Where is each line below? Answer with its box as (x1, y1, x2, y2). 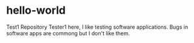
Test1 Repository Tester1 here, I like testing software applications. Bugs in (6, 23, 189, 30)
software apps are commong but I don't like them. (6, 29, 130, 36)
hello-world (6, 4, 66, 17)
